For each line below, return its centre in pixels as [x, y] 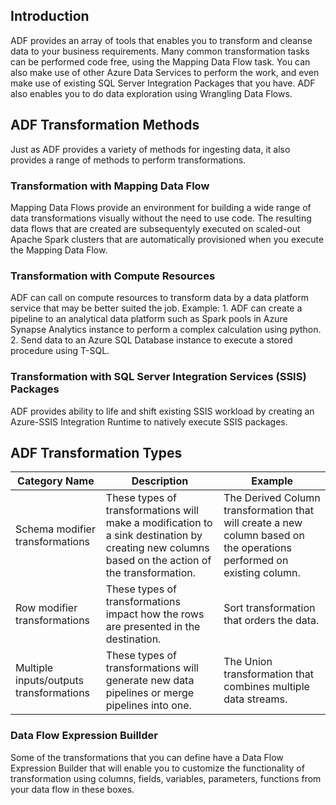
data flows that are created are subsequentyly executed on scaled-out [155, 228]
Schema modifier [55, 529]
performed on [256, 561]
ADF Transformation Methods [105, 125]
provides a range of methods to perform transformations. [128, 160]
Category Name [56, 481]
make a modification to [159, 523]
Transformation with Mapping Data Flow [110, 186]
